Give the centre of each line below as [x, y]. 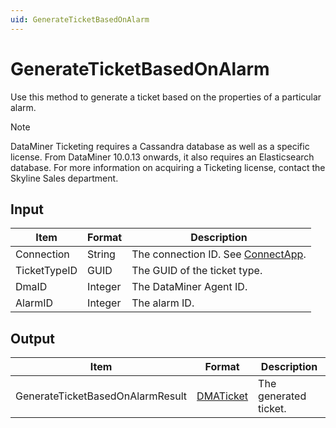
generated [282, 396]
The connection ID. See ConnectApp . [219, 254]
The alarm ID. [163, 303]
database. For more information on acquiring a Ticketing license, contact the [168, 167]
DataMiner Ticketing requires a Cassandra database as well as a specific [160, 146]
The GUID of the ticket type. [197, 271]
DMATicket [222, 396]
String [101, 254]
